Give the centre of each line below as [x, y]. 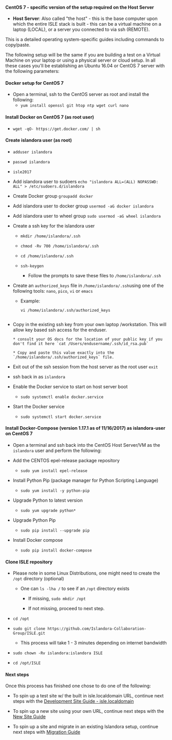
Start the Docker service [39, 406]
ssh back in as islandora [39, 376]
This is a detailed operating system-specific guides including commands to [85, 40]
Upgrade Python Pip [34, 520]
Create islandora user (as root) [39, 140]
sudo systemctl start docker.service [61, 417]
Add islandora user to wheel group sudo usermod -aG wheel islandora [87, 216]
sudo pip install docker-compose [56, 551]
